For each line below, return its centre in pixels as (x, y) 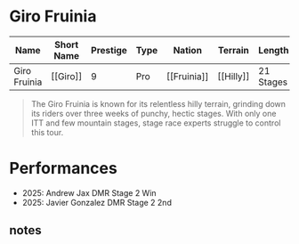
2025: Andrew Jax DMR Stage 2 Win (89, 192)
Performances (63, 169)
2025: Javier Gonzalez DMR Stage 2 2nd (97, 202)
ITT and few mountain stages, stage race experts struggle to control (156, 123)
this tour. (47, 132)
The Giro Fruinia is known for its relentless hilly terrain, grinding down (158, 103)
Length (273, 50)
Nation (188, 50)
